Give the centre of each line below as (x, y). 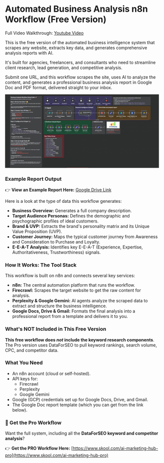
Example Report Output (33, 179)
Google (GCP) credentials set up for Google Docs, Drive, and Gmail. (80, 399)
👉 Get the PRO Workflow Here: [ (39, 448)
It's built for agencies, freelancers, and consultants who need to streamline (81, 62)
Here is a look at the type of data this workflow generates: (63, 201)
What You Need (24, 363)
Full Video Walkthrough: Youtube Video (44, 33)
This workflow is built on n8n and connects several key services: (70, 276)
